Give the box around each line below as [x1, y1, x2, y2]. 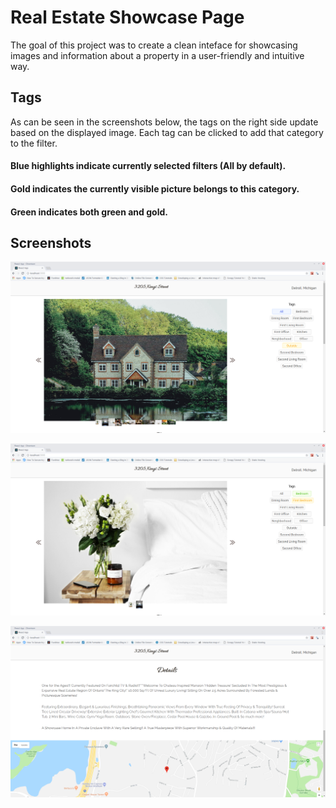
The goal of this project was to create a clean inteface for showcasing [10, 39, 298, 51]
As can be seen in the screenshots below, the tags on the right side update [10, 116, 319, 128]
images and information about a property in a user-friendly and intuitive [10, 49, 305, 61]
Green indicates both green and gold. [10, 206, 168, 218]
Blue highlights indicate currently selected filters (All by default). [10, 160, 287, 172]
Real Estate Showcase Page [10, 6, 245, 29]
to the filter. [10, 137, 58, 149]
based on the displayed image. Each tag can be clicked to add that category [10, 126, 324, 138]
